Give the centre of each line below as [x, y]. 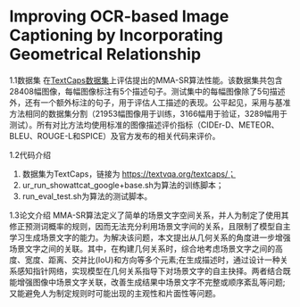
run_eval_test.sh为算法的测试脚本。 [87, 196]
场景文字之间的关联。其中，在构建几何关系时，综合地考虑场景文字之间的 [142, 248]
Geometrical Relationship [105, 54]
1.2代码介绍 [30, 154]
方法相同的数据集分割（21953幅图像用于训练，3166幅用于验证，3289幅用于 [149, 113]
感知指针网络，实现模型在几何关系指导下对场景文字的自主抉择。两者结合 [150, 270]
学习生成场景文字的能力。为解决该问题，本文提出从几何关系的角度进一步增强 [150, 237]
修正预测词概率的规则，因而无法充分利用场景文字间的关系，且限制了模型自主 [150, 226]
